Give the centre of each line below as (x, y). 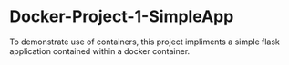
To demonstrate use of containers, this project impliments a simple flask (145, 42)
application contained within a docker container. (100, 51)
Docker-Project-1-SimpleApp (122, 17)
